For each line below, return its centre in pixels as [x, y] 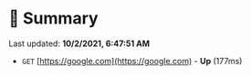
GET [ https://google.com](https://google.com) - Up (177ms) [132, 61]
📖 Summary [53, 19]
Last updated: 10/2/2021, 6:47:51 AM [79, 43]
